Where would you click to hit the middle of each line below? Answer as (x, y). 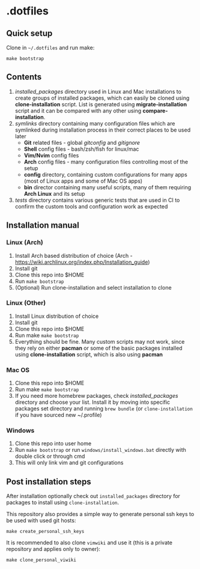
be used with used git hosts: (41, 520)
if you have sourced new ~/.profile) (58, 415)
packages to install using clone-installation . (63, 502)
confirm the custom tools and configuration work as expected (91, 206)
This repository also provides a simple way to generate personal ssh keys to (100, 514)
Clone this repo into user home (53, 443)
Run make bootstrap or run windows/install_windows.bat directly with (100, 450)
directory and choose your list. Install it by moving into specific (92, 402)
